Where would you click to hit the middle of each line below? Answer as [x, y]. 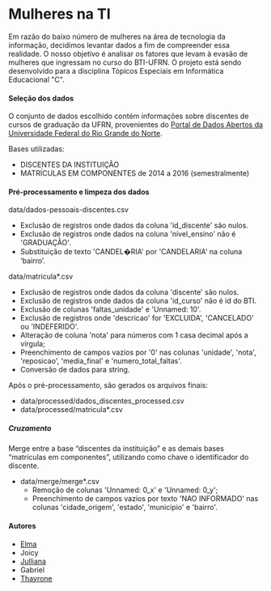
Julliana [33, 561]
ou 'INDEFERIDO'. [49, 327]
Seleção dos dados [41, 98]
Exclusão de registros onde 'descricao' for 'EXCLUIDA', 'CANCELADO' [137, 318]
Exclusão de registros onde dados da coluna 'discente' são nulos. [129, 292]
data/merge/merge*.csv [59, 482]
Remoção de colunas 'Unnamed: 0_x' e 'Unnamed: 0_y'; [125, 490]
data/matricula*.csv [41, 277]
